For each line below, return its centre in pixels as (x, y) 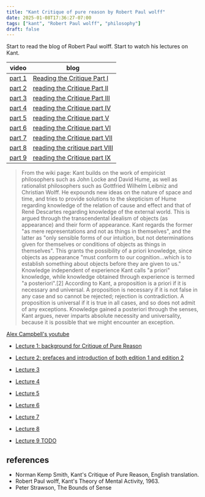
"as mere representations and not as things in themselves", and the (106, 231)
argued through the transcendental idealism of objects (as (95, 218)
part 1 (18, 78)
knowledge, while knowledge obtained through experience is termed (108, 277)
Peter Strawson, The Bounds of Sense (63, 488)
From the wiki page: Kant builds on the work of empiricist (93, 173)
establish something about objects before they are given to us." (101, 264)
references (28, 460)
